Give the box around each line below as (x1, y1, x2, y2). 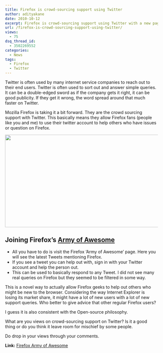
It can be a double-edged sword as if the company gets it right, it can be (5, 90, 150, 95)
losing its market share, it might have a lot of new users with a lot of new (5, 294, 149, 300)
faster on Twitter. (5, 100, 39, 106)
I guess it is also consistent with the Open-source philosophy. (5, 309, 128, 315)
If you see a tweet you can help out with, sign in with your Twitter (12, 259, 143, 265)
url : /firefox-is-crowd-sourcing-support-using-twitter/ (5, 25, 123, 30)
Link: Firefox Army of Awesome (5, 342, 68, 348)
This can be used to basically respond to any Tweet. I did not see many (12, 269, 154, 275)
